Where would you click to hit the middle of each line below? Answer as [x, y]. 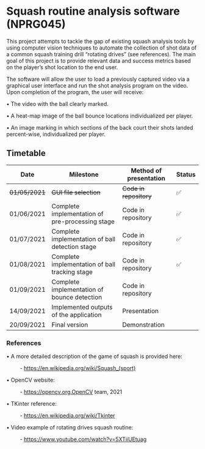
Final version [70, 324]
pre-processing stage [83, 221]
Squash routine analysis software [93, 11]
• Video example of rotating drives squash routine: [70, 428]
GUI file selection [76, 192]
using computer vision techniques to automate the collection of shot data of [102, 48]
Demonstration [143, 324]
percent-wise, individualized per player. [56, 134]
